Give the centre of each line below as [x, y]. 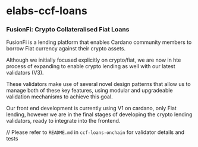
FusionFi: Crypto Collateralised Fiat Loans [68, 30]
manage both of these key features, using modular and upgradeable [90, 91]
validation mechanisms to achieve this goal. [59, 97]
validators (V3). [25, 73]
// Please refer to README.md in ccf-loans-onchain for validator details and [95, 132]
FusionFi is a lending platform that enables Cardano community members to [99, 42]
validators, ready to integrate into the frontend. [63, 121]
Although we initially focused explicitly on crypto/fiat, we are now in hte [94, 60]
